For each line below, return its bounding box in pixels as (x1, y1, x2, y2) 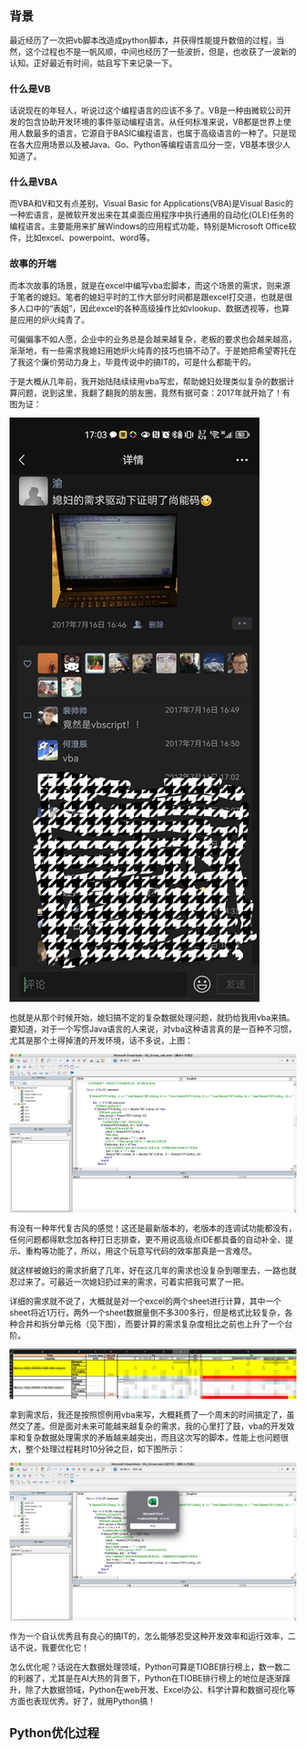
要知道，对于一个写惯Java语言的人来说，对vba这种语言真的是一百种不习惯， (9, 1023, 297, 1034)
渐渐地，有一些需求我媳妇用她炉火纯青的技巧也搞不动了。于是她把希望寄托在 (9, 345, 297, 356)
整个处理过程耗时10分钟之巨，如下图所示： (25, 1443, 186, 1454)
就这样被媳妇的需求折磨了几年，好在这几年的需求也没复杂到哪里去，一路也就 (9, 1264, 297, 1275)
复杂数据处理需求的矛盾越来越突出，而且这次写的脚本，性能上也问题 (25, 1432, 280, 1443)
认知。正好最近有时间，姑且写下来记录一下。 (9, 58, 178, 68)
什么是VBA (9, 176, 58, 189)
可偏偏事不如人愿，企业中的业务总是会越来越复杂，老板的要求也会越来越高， (9, 333, 297, 344)
